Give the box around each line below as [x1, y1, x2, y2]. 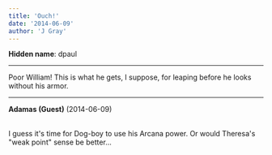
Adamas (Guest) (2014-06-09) [8, 105, 113, 114]
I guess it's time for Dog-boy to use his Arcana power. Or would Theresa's [8, 129, 256, 139]
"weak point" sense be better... [8, 137, 112, 147]
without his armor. [8, 81, 69, 91]
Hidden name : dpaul [8, 50, 78, 59]
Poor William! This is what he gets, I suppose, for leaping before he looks [8, 72, 252, 82]
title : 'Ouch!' [8, 11, 60, 20]
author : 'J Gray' [8, 27, 67, 35]
